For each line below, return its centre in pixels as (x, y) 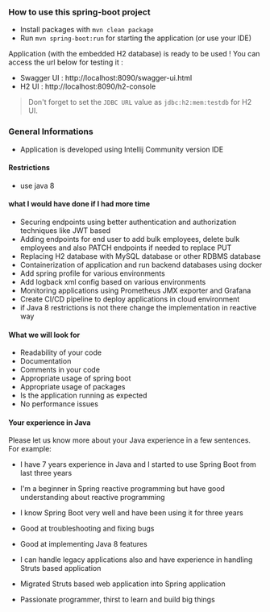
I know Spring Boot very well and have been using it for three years (131, 513)
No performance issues (59, 404)
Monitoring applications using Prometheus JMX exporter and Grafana (135, 290)
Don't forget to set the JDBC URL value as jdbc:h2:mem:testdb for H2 (140, 102)
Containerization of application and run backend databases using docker (141, 265)
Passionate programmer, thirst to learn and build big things (117, 600)
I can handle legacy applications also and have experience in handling (136, 560)
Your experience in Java (50, 423)
